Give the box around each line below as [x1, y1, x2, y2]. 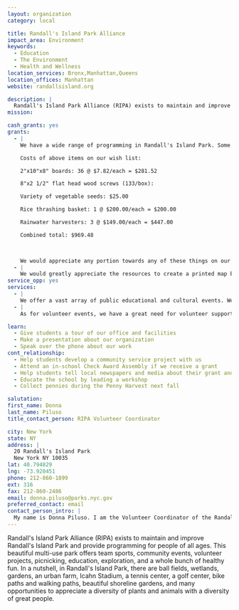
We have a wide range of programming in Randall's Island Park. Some [20, 142, 231, 149]
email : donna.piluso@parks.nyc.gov [7, 494, 113, 502]
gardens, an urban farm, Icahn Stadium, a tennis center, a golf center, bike [7, 571, 225, 580]
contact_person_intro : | [7, 508, 81, 515]
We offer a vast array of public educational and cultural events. [20, 297, 224, 304]
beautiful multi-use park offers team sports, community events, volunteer [7, 549, 222, 557]
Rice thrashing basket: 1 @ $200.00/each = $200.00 [20, 206, 176, 214]
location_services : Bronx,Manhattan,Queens [7, 69, 139, 77]
